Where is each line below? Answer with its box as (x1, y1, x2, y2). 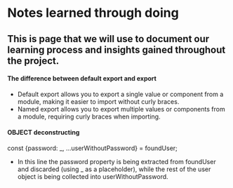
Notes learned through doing (7, 5, 179, 21)
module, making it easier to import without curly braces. (17, 97, 180, 106)
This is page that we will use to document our (7, 33, 210, 45)
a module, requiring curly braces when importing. (17, 112, 161, 121)
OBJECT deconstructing (7, 128, 80, 137)
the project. (7, 55, 60, 67)
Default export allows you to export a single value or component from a (17, 90, 224, 98)
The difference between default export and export (7, 74, 157, 83)
